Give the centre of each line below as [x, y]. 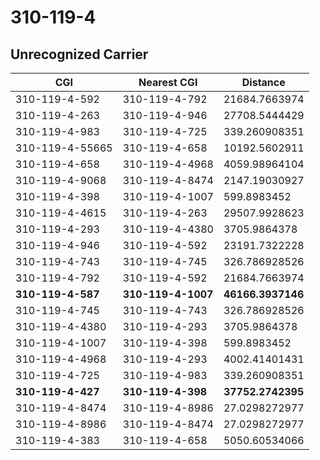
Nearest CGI [168, 82]
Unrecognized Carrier [79, 54]
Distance [263, 82]
